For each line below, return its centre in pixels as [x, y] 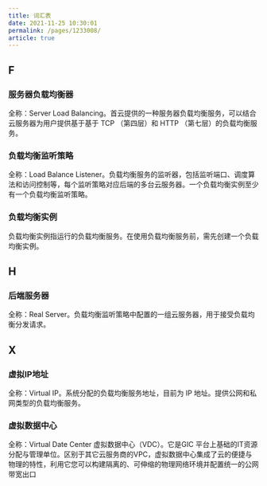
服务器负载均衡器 [41, 94]
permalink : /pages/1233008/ [55, 30]
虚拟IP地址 [29, 374]
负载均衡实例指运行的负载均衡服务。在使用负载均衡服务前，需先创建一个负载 [133, 236]
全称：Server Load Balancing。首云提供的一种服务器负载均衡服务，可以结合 [132, 113]
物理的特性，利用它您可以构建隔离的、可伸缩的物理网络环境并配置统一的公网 [133, 464]
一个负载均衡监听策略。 [53, 194]
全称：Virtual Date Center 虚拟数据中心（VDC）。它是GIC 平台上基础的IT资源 [133, 445]
